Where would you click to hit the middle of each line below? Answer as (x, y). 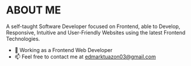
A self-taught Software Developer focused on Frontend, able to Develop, (93, 26)
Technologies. (23, 39)
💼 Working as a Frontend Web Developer (63, 50)
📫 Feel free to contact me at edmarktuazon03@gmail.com (85, 57)
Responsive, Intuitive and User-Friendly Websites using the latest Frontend (96, 32)
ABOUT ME (34, 10)
